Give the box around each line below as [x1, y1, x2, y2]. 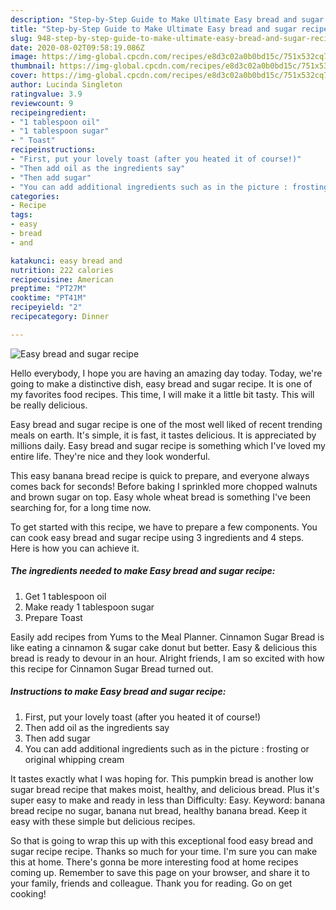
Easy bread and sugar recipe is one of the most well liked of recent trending [10, 418, 323, 430]
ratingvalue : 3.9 [10, 89, 83, 99]
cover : [10, 71, 38, 81]
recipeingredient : [10, 107, 87, 118]
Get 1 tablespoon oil [24, 590, 107, 602]
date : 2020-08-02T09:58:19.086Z [10, 42, 145, 53]
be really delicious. [10, 399, 88, 411]
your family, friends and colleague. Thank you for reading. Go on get [10, 877, 293, 889]
